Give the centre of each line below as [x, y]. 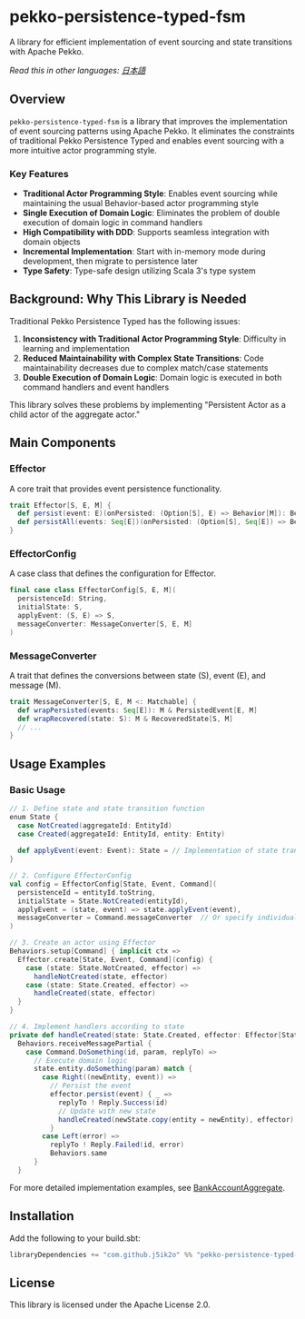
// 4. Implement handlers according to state [97, 1027]
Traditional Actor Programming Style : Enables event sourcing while [150, 193]
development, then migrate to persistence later [110, 262]
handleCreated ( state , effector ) [94, 993]
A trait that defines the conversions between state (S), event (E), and [138, 675]
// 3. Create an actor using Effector [83, 943]
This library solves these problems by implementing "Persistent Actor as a [148, 404]
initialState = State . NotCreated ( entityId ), [103, 901]
